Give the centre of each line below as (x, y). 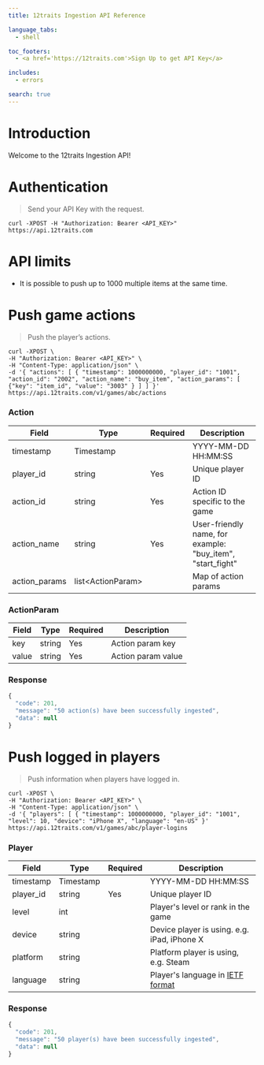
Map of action (218, 576)
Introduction (49, 133)
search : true (29, 95)
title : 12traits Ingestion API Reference (77, 15)
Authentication (58, 187)
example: (209, 543)
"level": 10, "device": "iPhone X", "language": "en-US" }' (109, 821)
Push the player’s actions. (69, 337)
